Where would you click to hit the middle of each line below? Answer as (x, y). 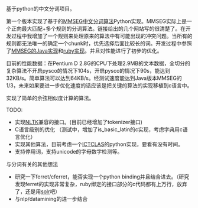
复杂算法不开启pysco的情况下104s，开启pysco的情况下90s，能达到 (88, 71)
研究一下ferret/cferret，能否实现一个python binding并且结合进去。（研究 (102, 177)
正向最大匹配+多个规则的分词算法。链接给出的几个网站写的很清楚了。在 (98, 29)
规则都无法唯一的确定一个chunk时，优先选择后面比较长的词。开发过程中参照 (99, 43)
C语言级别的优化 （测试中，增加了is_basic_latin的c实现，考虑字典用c (99, 129)
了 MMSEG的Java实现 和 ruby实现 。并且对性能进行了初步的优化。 (84, 51)
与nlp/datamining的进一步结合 (51, 199)
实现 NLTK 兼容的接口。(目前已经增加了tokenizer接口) (79, 122)
